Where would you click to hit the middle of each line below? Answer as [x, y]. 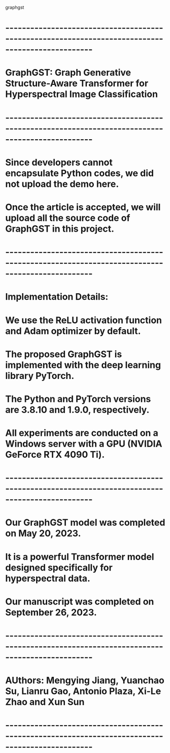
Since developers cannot [59, 162]
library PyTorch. [40, 376]
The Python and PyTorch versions [78, 399]
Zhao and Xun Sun [45, 702]
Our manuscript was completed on [80, 601]
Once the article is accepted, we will [83, 207]
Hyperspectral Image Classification [82, 94]
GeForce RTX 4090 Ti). [55, 455]
